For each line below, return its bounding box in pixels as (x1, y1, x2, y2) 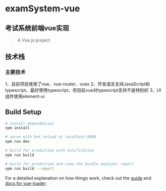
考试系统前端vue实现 (5, 24, 69, 32)
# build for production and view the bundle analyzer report (5, 161, 134, 166)
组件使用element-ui (5, 93, 45, 99)
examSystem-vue (5, 3, 80, 14)
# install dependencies (5, 121, 55, 126)
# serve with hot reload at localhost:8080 (5, 134, 97, 140)
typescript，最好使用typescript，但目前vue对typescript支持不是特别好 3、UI (5, 87, 162, 93)
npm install (5, 125, 30, 131)
